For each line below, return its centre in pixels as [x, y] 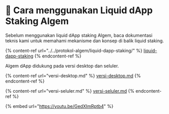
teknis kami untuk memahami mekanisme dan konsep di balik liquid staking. [85, 41]
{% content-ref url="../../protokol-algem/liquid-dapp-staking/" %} [74, 50]
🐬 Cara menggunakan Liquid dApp [79, 10]
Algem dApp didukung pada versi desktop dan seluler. [62, 66]
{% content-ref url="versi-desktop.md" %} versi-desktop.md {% [73, 75]
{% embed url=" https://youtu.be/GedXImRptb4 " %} [59, 106]
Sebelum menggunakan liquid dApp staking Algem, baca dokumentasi [79, 35]
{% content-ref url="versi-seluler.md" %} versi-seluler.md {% [70, 91]
